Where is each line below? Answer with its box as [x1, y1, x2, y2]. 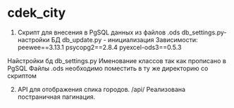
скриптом [7, 72, 37, 80]
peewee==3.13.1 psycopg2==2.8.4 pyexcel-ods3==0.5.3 [17, 43, 182, 51]
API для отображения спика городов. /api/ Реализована [17, 85, 185, 93]
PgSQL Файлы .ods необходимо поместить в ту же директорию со [7, 64, 209, 72]
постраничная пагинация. [17, 93, 96, 101]
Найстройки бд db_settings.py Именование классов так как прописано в [7, 56, 227, 65]
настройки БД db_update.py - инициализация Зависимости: [17, 35, 199, 43]
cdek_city [7, 5, 66, 21]
